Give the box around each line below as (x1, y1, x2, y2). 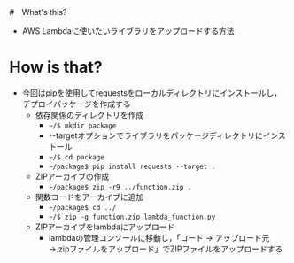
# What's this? (9, 7, 67, 17)
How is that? (9, 58, 103, 77)
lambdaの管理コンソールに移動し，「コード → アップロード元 (48, 232, 270, 243)
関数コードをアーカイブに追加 (35, 191, 144, 202)
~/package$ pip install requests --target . (48, 162, 216, 171)
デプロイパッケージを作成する (21, 98, 131, 109)
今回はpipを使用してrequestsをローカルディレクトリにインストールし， (21, 87, 282, 98)
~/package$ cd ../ (48, 203, 117, 212)
